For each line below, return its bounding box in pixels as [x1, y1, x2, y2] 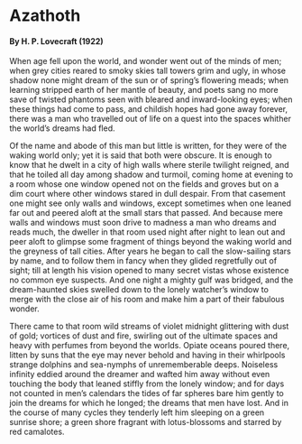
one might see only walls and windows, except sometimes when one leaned [9, 198, 291, 208]
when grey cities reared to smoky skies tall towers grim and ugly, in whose [9, 65, 287, 77]
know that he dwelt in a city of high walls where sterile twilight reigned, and [9, 160, 289, 171]
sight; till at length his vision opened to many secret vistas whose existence [9, 265, 289, 276]
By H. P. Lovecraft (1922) [9, 35, 104, 46]
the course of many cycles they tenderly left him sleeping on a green [9, 407, 265, 418]
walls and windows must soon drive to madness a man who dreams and [9, 217, 277, 228]
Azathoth [9, 5, 81, 26]
